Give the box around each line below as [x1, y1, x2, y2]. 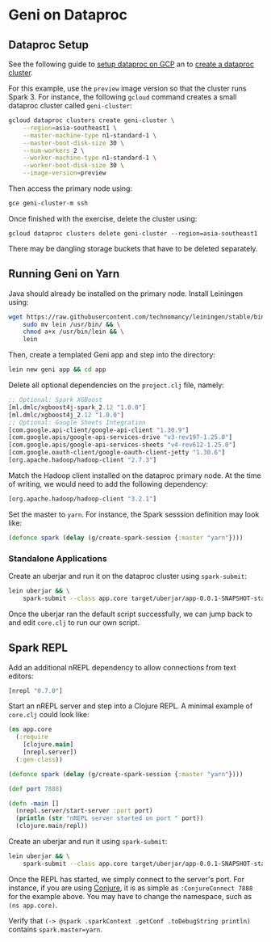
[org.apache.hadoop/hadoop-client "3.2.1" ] [8, 495, 157, 503]
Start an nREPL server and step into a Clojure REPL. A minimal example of [8, 701, 253, 711]
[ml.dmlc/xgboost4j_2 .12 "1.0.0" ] [8, 411, 125, 419]
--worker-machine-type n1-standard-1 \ [23, 154, 157, 163]
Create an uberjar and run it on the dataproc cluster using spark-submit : [8, 571, 248, 581]
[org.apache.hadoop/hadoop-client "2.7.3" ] [8, 456, 157, 464]
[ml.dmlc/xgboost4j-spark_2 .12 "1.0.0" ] [8, 403, 147, 412]
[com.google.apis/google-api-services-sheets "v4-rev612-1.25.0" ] [8, 441, 236, 450]
